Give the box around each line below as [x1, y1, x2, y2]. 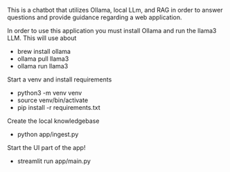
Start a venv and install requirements [7, 75, 112, 84]
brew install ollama [17, 48, 71, 55]
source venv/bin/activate [17, 96, 89, 104]
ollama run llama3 [17, 62, 69, 70]
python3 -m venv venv [17, 89, 82, 97]
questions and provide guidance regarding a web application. [7, 13, 182, 21]
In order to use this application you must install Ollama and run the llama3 [7, 27, 217, 35]
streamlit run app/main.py [17, 157, 91, 165]
